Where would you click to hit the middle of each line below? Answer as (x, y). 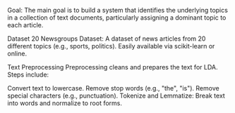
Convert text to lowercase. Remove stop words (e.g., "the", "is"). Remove (114, 88)
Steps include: (28, 74)
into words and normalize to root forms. (65, 103)
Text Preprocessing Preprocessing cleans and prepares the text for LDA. (113, 67)
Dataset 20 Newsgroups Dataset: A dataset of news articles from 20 (107, 39)
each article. (25, 25)
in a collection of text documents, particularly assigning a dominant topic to (117, 18)
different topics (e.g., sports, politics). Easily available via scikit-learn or (111, 46)
